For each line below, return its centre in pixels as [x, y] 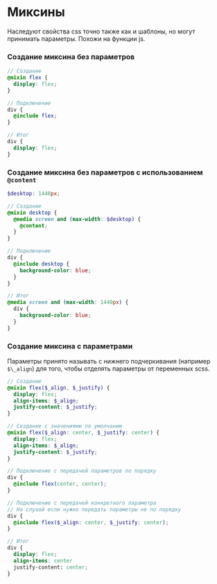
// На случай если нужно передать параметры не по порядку [94, 509]
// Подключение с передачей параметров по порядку [82, 471]
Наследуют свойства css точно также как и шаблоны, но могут [101, 31]
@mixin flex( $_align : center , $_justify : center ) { [83, 433]
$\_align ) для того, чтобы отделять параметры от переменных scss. [108, 368]
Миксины [36, 12]
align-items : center [43, 560]
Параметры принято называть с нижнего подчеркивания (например [109, 361]
